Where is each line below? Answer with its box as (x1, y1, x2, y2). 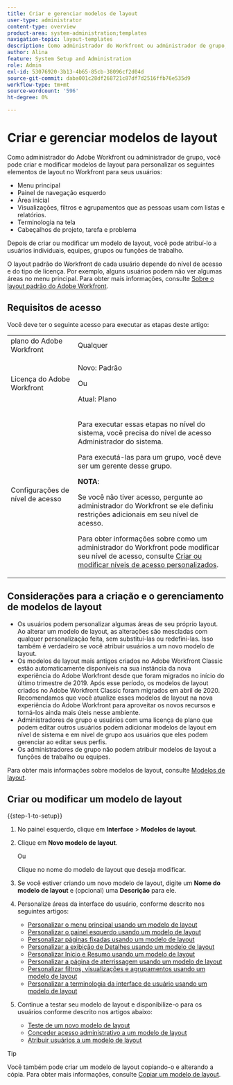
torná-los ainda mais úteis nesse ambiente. (17, 708, 141, 716)
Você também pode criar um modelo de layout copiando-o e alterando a (7, 1063, 214, 1071)
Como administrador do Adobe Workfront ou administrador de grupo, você (7, 153, 221, 161)
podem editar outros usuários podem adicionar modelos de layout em (17, 723, 217, 731)
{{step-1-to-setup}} (7, 811, 63, 820)
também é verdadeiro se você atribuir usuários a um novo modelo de (17, 641, 215, 650)
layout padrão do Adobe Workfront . (7, 282, 109, 290)
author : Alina (7, 49, 49, 56)
